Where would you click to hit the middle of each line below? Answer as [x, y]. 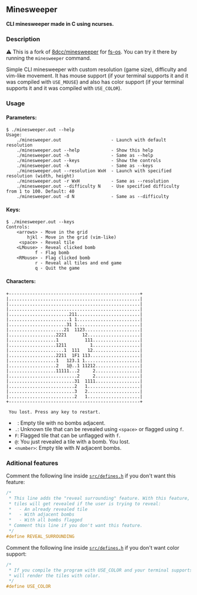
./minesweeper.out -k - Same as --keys [85, 166]
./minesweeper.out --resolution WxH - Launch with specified [94, 171]
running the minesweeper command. [49, 58]
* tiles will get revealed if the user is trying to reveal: [85, 504]
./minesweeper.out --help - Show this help [85, 150]
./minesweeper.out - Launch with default [91, 140]
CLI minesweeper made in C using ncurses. [60, 23]
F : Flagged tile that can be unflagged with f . [67, 435]
